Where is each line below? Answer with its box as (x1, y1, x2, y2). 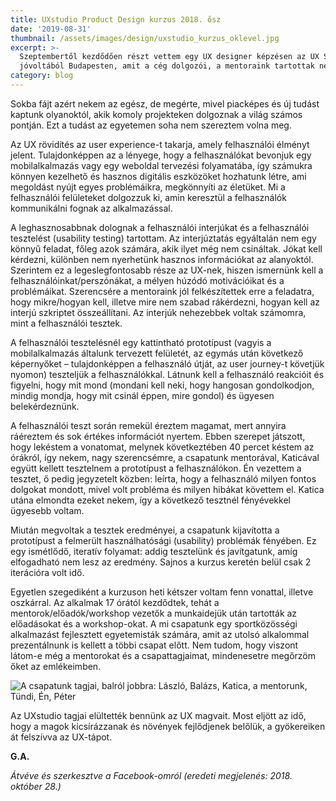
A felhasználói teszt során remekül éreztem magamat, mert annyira (10, 419, 287, 431)
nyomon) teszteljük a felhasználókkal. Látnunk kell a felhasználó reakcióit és (10, 368, 325, 380)
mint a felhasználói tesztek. (10, 317, 123, 329)
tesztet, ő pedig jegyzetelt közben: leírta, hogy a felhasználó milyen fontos (10, 472, 317, 485)
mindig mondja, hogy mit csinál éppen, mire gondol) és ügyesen (10, 389, 275, 401)
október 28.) (10, 780, 62, 792)
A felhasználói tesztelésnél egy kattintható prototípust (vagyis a (10, 336, 272, 348)
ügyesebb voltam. (10, 504, 85, 516)
